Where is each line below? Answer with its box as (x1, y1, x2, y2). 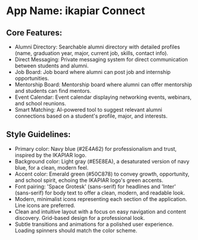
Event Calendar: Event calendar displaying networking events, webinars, (14, 93, 191, 100)
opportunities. (14, 75, 49, 82)
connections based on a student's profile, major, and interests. (14, 112, 168, 119)
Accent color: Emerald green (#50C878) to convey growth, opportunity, (14, 170, 190, 177)
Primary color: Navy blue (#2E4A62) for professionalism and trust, (14, 145, 177, 152)
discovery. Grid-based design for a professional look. (14, 214, 145, 221)
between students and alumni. (14, 62, 89, 69)
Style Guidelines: (6, 129, 71, 140)
